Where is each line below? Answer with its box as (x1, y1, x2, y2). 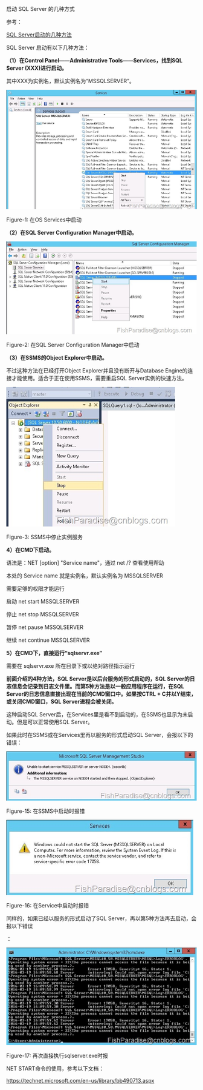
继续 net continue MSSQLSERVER (6, 636, 90, 644)
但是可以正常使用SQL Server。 (16, 718, 94, 726)
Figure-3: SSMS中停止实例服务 (6, 533, 83, 541)
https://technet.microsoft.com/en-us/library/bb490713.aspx (6, 1077, 155, 1084)
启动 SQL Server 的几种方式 (6, 5, 76, 12)
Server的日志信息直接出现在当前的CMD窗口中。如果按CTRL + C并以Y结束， (6, 690, 196, 698)
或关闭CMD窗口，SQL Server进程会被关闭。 (6, 698, 117, 705)
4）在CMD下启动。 (6, 547, 54, 554)
